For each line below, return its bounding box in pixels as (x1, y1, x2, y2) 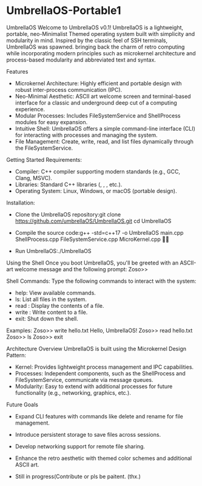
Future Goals (6, 401, 38, 408)
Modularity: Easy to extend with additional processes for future (15, 383, 173, 390)
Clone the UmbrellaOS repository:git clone (15, 210, 121, 218)
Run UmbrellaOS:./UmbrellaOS (15, 247, 92, 254)
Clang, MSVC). (15, 174, 53, 181)
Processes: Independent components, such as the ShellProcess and (15, 369, 186, 377)
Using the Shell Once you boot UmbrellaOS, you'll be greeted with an (6, 259, 179, 266)
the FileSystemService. (15, 144, 73, 151)
